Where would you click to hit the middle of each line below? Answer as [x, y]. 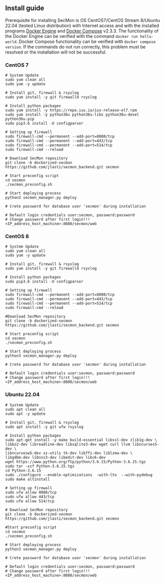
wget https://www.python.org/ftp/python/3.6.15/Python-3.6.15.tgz [76, 462]
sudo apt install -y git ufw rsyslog [44, 427]
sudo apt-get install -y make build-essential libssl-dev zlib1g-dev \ [81, 440]
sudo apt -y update [25, 414]
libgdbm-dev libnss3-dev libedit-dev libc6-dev [56, 457]
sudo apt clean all [25, 409]
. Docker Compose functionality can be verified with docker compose [86, 41]
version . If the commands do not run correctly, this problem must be [76, 46]
